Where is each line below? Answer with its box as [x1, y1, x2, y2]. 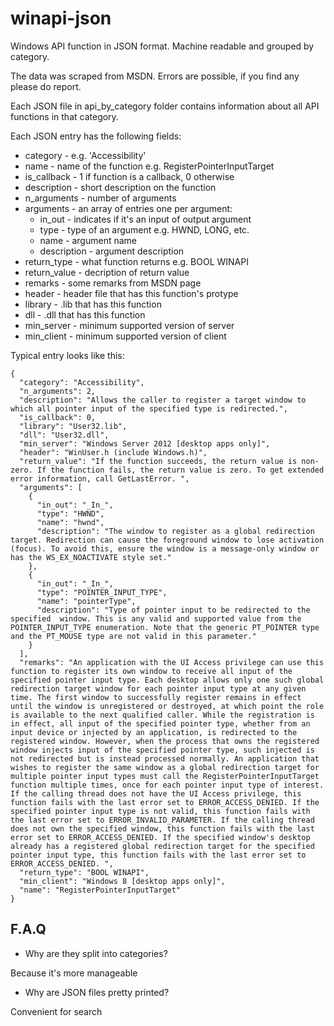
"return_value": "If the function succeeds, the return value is [19, 456, 298, 466]
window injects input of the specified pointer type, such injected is [10, 745, 315, 755]
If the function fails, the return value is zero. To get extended [36, 465, 325, 475]
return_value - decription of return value [24, 266, 190, 278]
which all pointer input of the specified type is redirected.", [10, 403, 288, 414]
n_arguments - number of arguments [24, 192, 177, 204]
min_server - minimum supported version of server [24, 319, 235, 331]
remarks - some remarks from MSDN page [24, 277, 202, 289]
